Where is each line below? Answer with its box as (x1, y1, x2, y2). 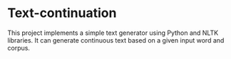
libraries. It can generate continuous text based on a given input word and (7, 36, 225, 44)
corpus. (7, 43, 31, 52)
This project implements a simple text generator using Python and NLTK (7, 28, 219, 37)
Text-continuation (7, 5, 117, 21)
